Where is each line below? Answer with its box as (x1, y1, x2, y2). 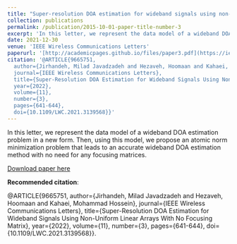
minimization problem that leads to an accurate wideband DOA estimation (7, 142, 221, 152)
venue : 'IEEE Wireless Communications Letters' (7, 43, 150, 50)
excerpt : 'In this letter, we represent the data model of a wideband (7, 30, 219, 37)
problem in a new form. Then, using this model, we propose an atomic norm (7, 135, 228, 144)
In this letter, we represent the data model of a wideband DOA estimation (7, 128, 219, 136)
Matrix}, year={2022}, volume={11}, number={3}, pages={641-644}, (7, 221, 205, 230)
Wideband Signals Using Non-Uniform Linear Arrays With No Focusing (7, 214, 213, 222)
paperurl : (7, 50, 37, 57)
